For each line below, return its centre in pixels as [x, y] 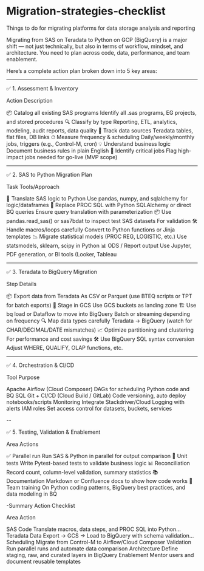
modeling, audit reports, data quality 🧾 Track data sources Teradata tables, [100, 130]
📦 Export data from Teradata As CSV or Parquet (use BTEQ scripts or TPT [99, 296]
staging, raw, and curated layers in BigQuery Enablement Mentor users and [100, 555]
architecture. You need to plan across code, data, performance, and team [98, 52]
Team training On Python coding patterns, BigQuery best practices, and [96, 487]
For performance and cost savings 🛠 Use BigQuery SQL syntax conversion [100, 339]
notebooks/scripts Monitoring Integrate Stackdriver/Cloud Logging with [96, 402]
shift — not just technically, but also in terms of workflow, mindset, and [95, 46]
